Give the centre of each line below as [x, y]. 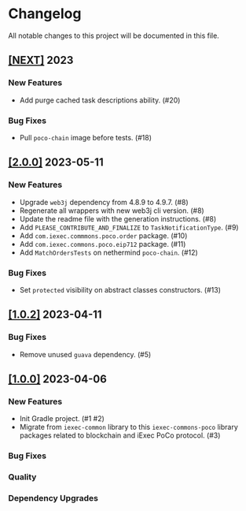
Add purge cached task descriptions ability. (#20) [100, 100]
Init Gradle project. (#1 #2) [62, 419]
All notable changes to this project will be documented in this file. [114, 35]
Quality [22, 477]
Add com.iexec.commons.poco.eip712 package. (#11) [103, 244]
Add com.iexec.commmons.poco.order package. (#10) [103, 235]
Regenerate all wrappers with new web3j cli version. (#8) [112, 211]
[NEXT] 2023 [41, 60]
